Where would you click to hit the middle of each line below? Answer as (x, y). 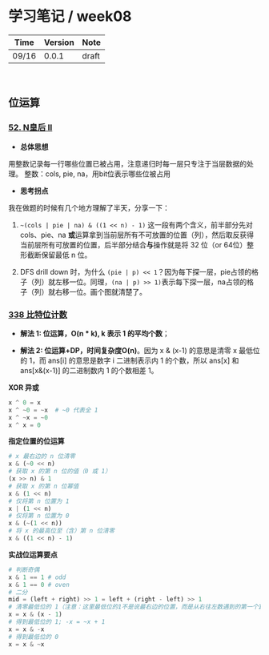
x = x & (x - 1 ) (35, 615)
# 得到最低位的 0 (33, 637)
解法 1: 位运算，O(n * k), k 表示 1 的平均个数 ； (94, 333)
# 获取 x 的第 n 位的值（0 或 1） (60, 472)
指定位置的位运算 (36, 441)
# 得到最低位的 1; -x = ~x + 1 (57, 622)
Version (59, 42)
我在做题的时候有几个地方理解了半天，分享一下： (89, 207)
